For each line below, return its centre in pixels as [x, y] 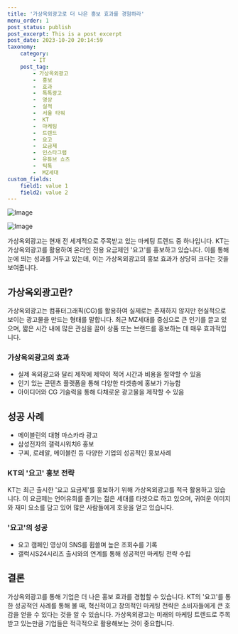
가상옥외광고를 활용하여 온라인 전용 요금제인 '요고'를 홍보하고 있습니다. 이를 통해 [118, 250]
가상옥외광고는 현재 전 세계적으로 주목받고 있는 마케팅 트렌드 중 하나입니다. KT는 [118, 241]
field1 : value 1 [44, 186]
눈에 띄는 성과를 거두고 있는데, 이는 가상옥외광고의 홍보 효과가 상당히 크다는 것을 [118, 259]
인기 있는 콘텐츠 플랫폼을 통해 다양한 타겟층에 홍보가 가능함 [99, 383]
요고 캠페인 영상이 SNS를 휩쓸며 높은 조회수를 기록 [87, 544]
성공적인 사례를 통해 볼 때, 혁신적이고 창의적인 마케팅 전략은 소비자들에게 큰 [119, 606]
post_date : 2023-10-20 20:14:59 [55, 41]
